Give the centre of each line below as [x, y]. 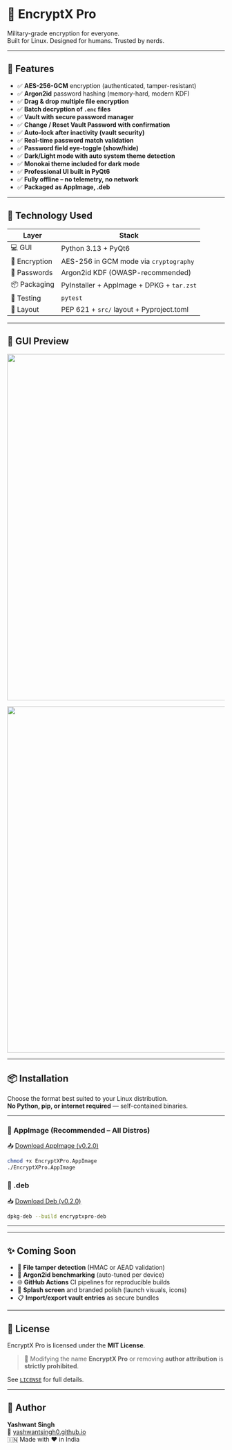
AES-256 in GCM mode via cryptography [128, 261]
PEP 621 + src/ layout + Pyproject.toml [125, 309]
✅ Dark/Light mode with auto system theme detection [96, 156]
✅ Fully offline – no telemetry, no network [78, 179]
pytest [72, 298]
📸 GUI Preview [38, 341]
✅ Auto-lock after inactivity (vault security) [81, 132]
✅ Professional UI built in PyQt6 [64, 171]
